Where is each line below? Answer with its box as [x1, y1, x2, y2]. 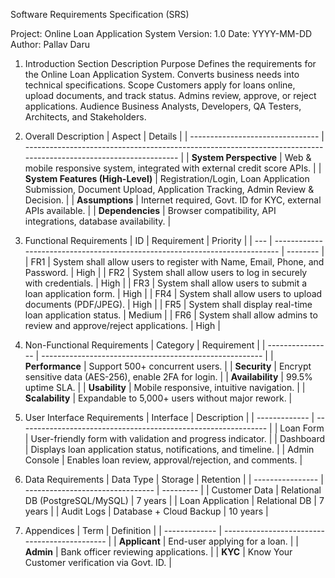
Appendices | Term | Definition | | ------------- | [24, 525, 223, 536]
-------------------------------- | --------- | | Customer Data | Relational [24, 484, 322, 496]
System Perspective [191, 152, 278, 163]
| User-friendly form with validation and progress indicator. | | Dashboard [24, 433, 326, 444]
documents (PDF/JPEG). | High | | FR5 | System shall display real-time [24, 299, 313, 310]
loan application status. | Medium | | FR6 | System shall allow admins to [24, 309, 318, 321]
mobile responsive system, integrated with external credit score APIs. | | [24, 162, 322, 174]
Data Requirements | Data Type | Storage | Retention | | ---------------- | [24, 474, 324, 485]
